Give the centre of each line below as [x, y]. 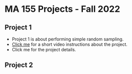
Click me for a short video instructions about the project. [69, 44]
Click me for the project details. [44, 50]
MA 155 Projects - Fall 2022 [62, 9]
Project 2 [19, 65]
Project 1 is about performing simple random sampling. [67, 39]
